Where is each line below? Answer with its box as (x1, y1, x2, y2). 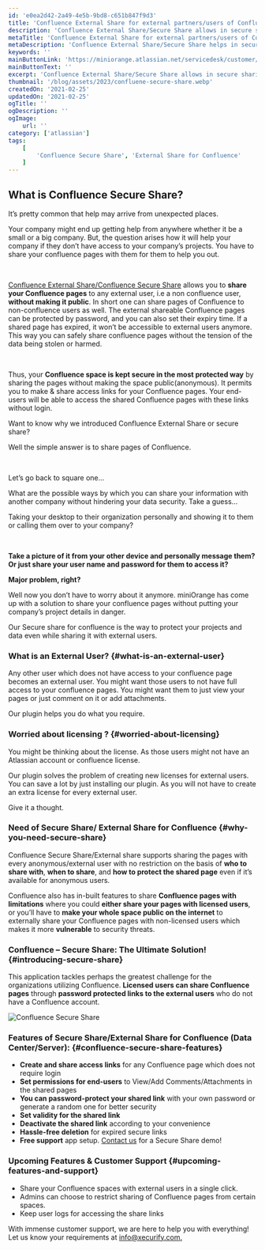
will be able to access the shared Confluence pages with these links (28, 395, 249, 404)
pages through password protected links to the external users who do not (8, 989, 253, 998)
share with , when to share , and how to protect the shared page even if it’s (8, 867, 252, 877)
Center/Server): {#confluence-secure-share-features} (8, 1042, 223, 1053)
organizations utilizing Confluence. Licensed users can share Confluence (8, 980, 250, 990)
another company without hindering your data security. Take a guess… (8, 496, 238, 506)
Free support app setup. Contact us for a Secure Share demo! (19, 1136, 222, 1146)
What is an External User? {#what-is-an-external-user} (8, 650, 225, 661)
